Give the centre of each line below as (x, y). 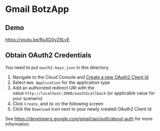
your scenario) (28, 98)
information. (18, 124)
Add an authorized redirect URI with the (53, 87)
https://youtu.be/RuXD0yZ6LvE (37, 39)
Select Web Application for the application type (61, 82)
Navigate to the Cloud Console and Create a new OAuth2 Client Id (81, 77)
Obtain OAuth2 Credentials (48, 55)
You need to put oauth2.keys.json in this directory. (57, 67)
